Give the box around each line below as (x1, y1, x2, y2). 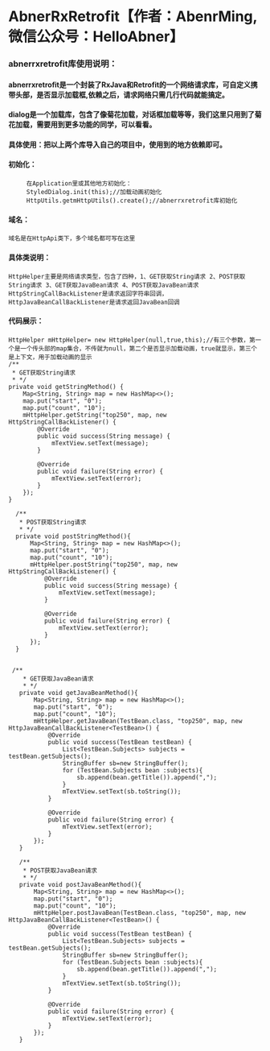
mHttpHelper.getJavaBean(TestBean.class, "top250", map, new (33, 717, 243, 725)
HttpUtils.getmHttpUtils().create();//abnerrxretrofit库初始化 (26, 197, 238, 205)
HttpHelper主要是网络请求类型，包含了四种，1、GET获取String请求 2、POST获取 (8, 272, 246, 280)
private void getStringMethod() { (8, 383, 125, 391)
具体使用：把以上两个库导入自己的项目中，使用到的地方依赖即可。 (8, 139, 227, 149)
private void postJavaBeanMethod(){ (18, 880, 142, 888)
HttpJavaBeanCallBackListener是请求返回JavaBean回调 (8, 298, 180, 306)
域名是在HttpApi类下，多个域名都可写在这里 (8, 234, 136, 242)
